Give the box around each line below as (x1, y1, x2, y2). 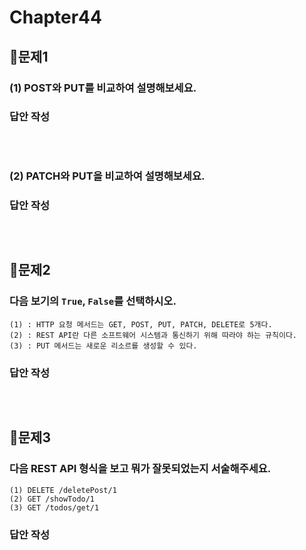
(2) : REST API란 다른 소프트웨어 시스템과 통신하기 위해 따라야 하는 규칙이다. (9, 330, 298, 340)
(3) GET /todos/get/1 (9, 502, 100, 513)
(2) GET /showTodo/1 (9, 494, 96, 504)
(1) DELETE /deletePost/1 (9, 485, 117, 495)
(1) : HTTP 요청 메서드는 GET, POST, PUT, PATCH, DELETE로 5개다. (9, 319, 273, 330)
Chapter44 (9, 6, 102, 29)
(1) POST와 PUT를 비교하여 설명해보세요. (9, 81, 197, 95)
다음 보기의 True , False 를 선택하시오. (9, 294, 177, 308)
